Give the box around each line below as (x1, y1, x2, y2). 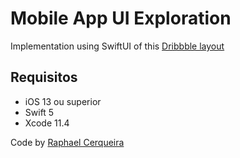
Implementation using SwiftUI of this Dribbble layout (10, 40, 225, 52)
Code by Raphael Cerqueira (10, 136, 125, 148)
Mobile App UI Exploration (10, 7, 232, 30)
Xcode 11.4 (24, 117, 70, 129)
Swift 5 (24, 106, 55, 118)
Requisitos (10, 69, 78, 86)
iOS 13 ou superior (24, 95, 102, 107)
